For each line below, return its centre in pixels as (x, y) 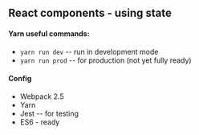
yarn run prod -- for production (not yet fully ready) (106, 60)
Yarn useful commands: (49, 33)
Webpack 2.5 (42, 96)
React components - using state (90, 13)
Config (20, 79)
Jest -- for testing (49, 113)
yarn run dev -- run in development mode (89, 51)
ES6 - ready (40, 122)
